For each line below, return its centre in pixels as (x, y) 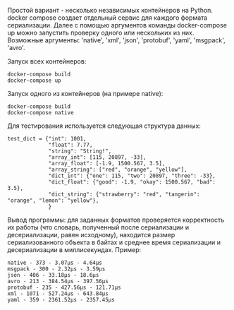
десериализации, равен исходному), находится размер (91, 235)
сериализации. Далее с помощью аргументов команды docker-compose (117, 25)
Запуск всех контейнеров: (47, 61)
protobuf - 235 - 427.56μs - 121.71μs (64, 287)
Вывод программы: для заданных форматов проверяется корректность (116, 220)
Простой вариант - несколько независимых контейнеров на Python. (110, 10)
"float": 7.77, (70, 145)
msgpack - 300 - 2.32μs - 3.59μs (56, 269)
